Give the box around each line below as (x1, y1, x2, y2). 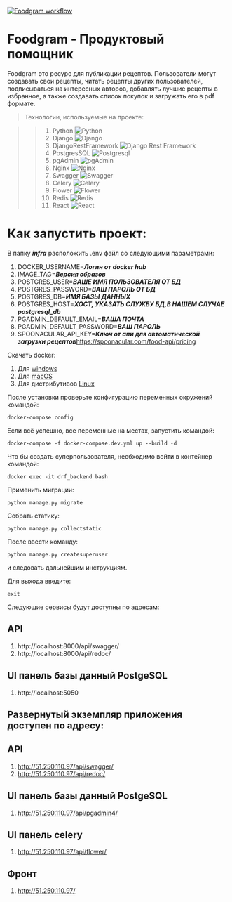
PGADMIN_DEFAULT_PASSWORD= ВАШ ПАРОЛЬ (17, 322, 161, 330)
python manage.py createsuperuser (7, 551, 109, 558)
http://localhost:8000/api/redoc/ (17, 649, 111, 658)
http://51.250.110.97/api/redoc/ (17, 769, 106, 778)
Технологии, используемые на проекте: (24, 112, 144, 121)
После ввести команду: (7, 537, 79, 546)
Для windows (17, 364, 57, 372)
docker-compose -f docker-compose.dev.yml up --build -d (7, 440, 177, 447)
